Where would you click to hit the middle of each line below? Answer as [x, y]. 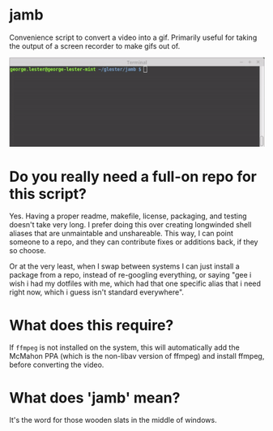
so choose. [28, 251]
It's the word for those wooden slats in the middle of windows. [113, 420]
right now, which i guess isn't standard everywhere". [97, 292]
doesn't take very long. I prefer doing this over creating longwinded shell [130, 225]
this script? [48, 194]
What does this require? [92, 325]
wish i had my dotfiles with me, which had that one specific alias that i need [135, 284]
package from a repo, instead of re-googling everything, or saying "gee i [130, 275]
